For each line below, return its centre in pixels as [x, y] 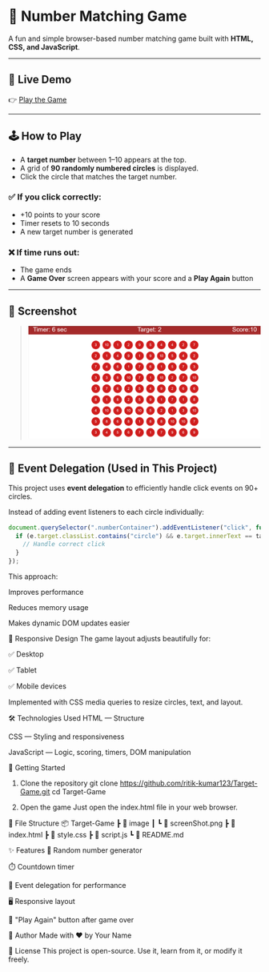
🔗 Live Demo [40, 80]
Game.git [35, 791]
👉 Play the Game [38, 99]
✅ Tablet [23, 670]
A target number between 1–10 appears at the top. [103, 159]
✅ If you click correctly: [55, 197]
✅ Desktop [26, 654]
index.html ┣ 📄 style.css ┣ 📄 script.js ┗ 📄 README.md [96, 835]
